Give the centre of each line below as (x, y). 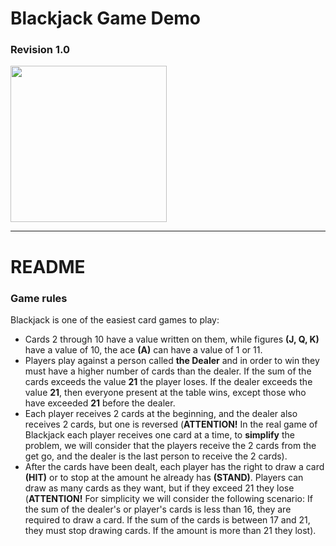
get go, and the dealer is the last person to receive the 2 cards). (156, 456)
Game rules (39, 298)
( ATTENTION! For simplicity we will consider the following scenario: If (168, 498)
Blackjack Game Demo (106, 18)
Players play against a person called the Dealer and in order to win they (172, 360)
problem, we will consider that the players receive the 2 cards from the (170, 445)
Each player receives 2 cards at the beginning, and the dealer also (161, 413)
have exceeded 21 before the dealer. (100, 403)
